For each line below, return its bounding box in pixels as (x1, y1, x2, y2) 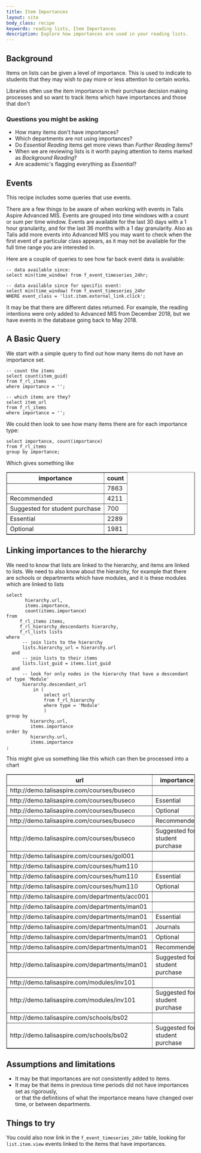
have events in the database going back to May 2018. (6, 316, 138, 324)
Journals (155, 923, 181, 931)
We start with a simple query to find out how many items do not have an (6, 349, 184, 357)
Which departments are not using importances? (14, 135, 133, 142)
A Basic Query (6, 334, 61, 344)
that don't (6, 100, 31, 107)
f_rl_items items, (19, 618, 66, 624)
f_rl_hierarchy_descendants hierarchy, (19, 624, 119, 630)
